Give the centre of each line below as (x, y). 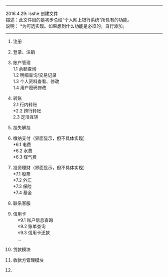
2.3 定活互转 (26, 117)
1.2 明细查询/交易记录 (35, 75)
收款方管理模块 (28, 260)
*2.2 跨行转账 (27, 111)
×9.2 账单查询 (31, 226)
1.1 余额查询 (24, 69)
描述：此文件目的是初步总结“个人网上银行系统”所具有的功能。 (69, 20)
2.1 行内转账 (25, 104)
